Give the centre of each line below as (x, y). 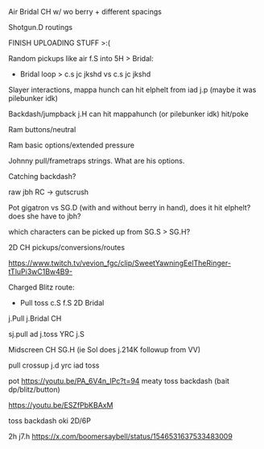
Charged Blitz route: (41, 287)
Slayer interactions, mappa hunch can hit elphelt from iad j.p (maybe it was (132, 89)
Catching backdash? (42, 176)
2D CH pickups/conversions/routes (67, 247)
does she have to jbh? (45, 216)
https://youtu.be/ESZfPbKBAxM (61, 405)
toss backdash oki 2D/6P (49, 421)
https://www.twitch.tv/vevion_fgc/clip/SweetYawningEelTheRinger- (120, 263)
